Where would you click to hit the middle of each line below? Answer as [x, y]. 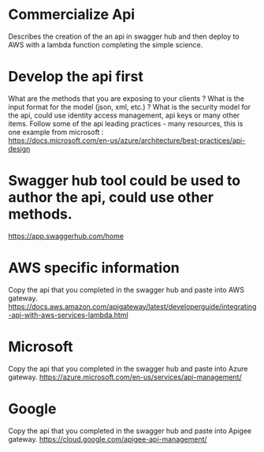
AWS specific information [94, 268]
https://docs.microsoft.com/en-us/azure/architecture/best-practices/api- [127, 140]
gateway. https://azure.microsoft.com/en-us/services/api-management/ [125, 377]
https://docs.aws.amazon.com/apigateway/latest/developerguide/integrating [132, 306]
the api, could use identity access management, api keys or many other [124, 115]
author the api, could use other [111, 198]
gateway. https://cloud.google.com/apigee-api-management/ [108, 439]
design [19, 148]
